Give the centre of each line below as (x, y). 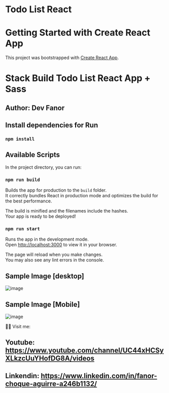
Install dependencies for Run (52, 125)
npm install (20, 139)
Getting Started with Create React (78, 33)
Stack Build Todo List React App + (78, 78)
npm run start (23, 229)
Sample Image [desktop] (45, 276)
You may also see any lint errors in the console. (55, 260)
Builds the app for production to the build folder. (56, 190)
